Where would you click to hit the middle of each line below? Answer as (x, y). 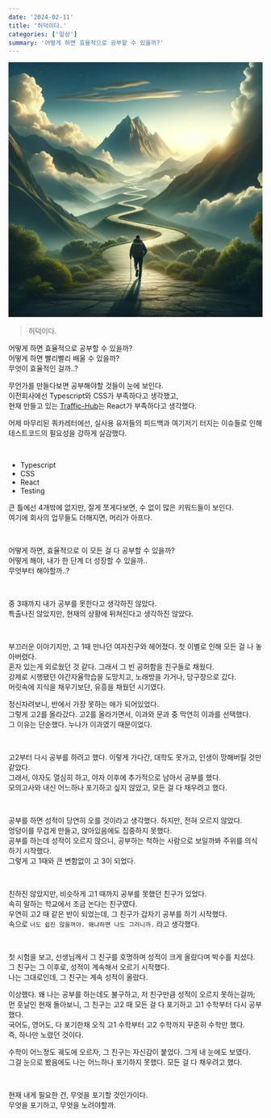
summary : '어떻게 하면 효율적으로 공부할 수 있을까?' (86, 43)
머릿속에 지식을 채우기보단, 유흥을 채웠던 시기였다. (87, 687)
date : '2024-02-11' (41, 17)
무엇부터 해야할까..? (39, 571)
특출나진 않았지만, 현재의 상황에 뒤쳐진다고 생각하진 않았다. (101, 614)
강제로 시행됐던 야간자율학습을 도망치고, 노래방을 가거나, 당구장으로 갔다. (122, 677)
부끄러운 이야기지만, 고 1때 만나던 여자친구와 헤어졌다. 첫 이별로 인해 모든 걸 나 (131, 646)
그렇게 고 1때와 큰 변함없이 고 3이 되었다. (72, 861)
